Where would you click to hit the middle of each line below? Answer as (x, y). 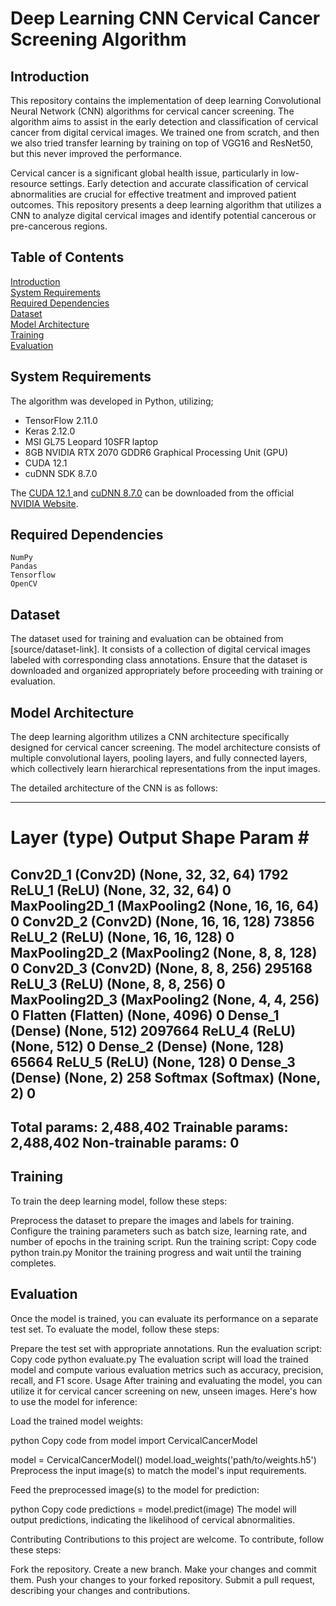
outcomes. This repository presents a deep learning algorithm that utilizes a (166, 205)
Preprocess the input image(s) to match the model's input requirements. (158, 1470)
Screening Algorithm (98, 39)
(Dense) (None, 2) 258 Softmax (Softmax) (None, (165, 1077)
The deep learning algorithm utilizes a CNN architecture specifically (150, 737)
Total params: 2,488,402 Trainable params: (149, 1127)
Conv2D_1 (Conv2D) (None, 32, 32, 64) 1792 (149, 874)
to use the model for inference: (74, 1401)
